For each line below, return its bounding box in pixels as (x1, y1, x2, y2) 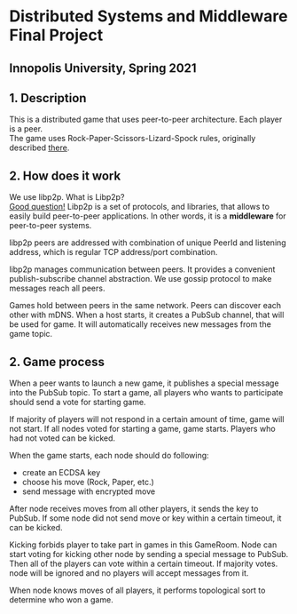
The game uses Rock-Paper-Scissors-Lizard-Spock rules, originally (9, 133, 256, 144)
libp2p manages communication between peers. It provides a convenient (9, 264, 276, 275)
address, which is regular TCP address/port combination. (9, 247, 218, 258)
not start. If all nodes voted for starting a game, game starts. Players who (9, 424, 277, 435)
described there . (9, 142, 70, 153)
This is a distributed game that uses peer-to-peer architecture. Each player (9, 114, 283, 125)
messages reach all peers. (9, 283, 106, 294)
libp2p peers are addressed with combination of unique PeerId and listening (9, 237, 286, 248)
